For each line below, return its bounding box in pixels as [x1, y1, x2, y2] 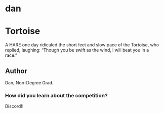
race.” [5, 52, 17, 58]
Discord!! [5, 103, 24, 109]
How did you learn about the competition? [5, 92, 108, 99]
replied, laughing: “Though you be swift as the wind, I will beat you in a [5, 47, 149, 53]
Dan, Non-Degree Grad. [5, 79, 54, 85]
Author [5, 67, 27, 75]
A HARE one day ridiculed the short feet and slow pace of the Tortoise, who [5, 42, 159, 48]
